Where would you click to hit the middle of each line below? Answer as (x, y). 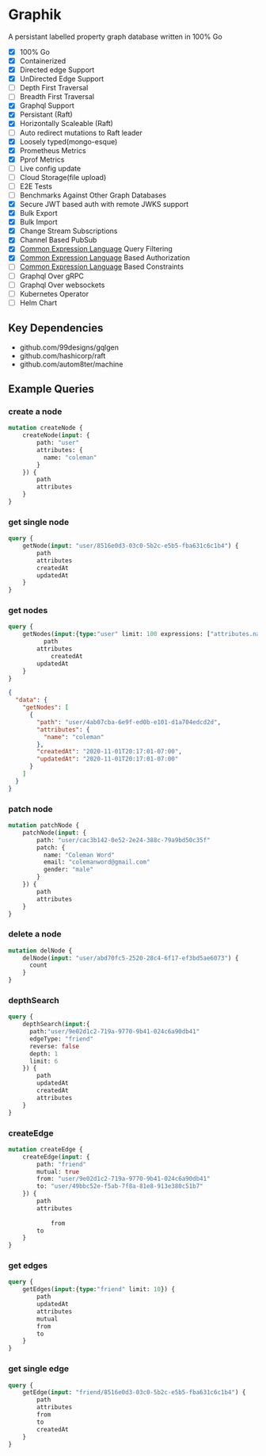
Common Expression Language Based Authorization (104, 258)
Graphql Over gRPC (52, 276)
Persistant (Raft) (46, 115)
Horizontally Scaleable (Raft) (66, 124)
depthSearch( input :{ (56, 1025)
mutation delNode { (40, 950)
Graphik (35, 15)
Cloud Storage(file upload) (63, 177)
